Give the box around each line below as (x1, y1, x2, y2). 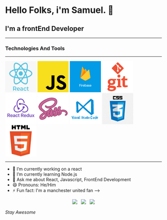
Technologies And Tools (5, 45, 65, 52)
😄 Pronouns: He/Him (12, 182, 56, 188)
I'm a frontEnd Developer (5, 24, 84, 33)
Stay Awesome (5, 209, 36, 216)
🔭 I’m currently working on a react (12, 166, 82, 172)
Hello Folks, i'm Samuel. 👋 (5, 4, 114, 16)
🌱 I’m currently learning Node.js (12, 171, 78, 177)
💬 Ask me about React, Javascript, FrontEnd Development (12, 177, 131, 183)
